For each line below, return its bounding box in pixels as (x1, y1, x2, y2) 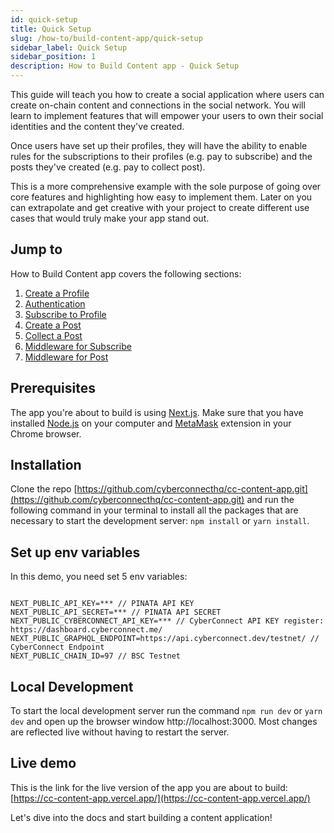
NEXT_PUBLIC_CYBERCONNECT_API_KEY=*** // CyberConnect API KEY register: (10, 616, 325, 626)
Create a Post (24, 319, 82, 331)
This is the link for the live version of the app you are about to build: (10, 781, 288, 793)
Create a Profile (24, 287, 90, 299)
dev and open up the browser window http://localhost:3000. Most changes (10, 716, 318, 728)
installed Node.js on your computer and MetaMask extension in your (10, 417, 292, 429)
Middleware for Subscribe (24, 340, 132, 352)
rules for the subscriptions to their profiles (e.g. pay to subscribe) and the (10, 151, 313, 162)
